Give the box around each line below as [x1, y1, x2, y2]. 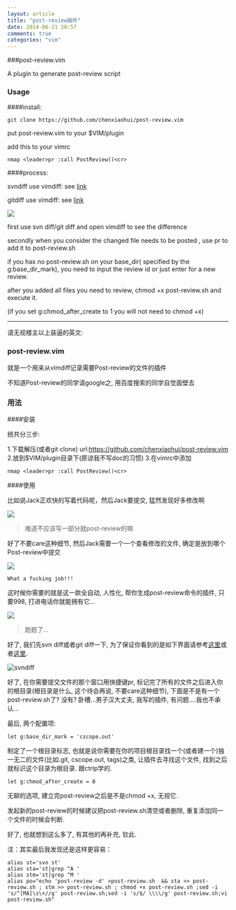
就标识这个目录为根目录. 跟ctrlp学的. [7, 764, 112, 773]
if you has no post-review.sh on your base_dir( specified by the [7, 258, 190, 266]
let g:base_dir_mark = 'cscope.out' [7, 733, 114, 740]
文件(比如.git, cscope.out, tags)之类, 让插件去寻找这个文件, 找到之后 [31, 755, 228, 764]
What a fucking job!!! [7, 575, 74, 582]
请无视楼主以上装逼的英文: [7, 328, 84, 337]
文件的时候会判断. [13, 815, 65, 824]
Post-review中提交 [7, 548, 61, 556]
